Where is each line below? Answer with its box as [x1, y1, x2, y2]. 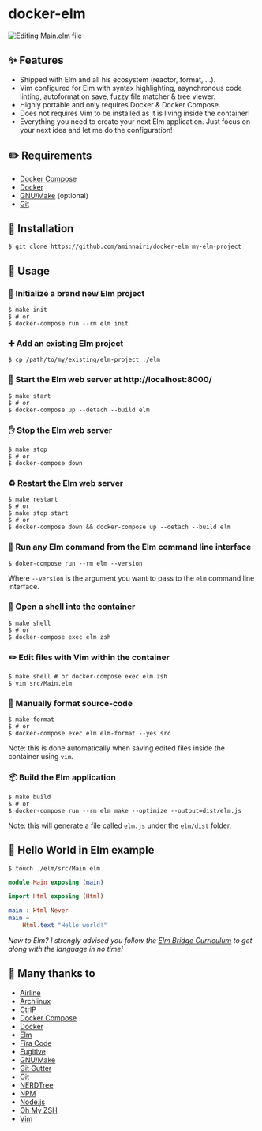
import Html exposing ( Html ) [8, 892, 104, 900]
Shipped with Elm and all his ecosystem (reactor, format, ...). [19, 74, 216, 84]
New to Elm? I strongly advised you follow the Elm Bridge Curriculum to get [8, 935, 253, 945]
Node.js [19, 1097, 46, 1107]
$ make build [8, 793, 51, 801]
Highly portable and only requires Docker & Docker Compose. [19, 100, 221, 109]
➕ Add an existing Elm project [8, 337, 124, 348]
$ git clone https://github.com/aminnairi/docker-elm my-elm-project [8, 242, 242, 251]
